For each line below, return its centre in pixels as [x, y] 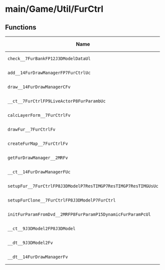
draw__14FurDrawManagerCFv [39, 87]
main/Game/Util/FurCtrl [54, 9]
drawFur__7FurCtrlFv [31, 129]
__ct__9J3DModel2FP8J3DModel [41, 228]
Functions [21, 27]
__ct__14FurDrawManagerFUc [39, 172]
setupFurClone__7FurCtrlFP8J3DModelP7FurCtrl [62, 200]
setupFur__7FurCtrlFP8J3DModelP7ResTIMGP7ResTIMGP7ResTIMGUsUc [83, 186]
